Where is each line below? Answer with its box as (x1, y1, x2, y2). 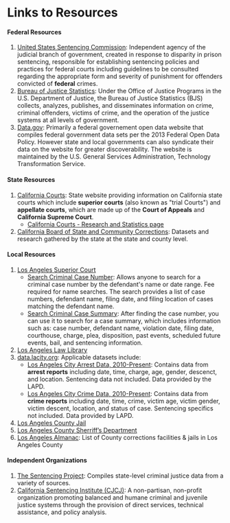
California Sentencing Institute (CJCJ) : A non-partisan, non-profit (16, 486, 203, 494)
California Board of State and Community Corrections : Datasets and (16, 227, 209, 235)
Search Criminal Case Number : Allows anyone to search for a (27, 272, 201, 281)
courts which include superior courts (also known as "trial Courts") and (16, 198, 221, 207)
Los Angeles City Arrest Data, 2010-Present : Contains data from (27, 360, 209, 369)
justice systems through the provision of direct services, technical (16, 501, 204, 509)
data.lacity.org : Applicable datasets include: (16, 353, 141, 361)
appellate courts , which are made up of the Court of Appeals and (16, 205, 205, 213)
